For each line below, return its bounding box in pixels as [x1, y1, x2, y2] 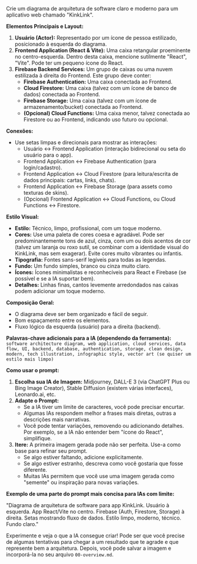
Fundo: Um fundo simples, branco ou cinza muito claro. [14, 263, 150, 269]
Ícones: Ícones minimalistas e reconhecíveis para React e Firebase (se [14, 269, 187, 276]
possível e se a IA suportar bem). [14, 275, 96, 282]
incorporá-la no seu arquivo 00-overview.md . [6, 551, 114, 558]
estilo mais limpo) [6, 356, 54, 362]
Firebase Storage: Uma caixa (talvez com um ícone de [23, 97, 157, 104]
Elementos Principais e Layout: [6, 23, 84, 30]
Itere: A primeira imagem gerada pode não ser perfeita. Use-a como [14, 441, 181, 448]
